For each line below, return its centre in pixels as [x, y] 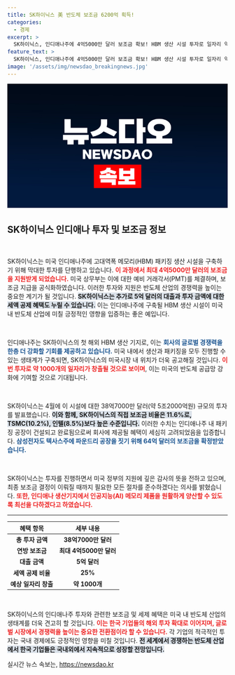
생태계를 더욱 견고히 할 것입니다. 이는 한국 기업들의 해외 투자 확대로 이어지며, [111, 623]
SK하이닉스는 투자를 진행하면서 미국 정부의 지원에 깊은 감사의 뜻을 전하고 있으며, [116, 479]
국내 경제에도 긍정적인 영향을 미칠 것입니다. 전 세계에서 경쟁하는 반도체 [116, 641]
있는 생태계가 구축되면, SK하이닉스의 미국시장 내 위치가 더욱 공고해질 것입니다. [114, 360]
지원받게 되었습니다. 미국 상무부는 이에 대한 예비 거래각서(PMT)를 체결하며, [116, 279]
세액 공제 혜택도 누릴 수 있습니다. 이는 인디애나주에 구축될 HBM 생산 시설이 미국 [115, 305]
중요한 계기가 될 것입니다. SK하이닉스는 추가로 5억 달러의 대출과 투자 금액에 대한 [116, 296]
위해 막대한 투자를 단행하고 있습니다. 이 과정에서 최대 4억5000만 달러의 [112, 270]
